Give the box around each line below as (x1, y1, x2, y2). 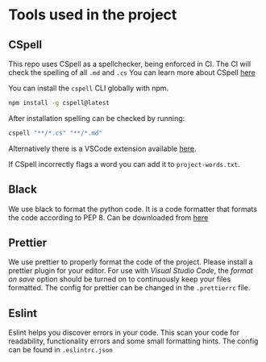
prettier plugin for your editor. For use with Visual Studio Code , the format (8, 266, 254, 276)
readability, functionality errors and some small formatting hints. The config (8, 336, 259, 346)
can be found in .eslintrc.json (8, 345, 113, 355)
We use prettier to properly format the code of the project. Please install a (8, 257, 253, 267)
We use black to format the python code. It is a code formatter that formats (8, 204, 258, 214)
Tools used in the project (8, 6, 177, 24)
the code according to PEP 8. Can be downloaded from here (8, 212, 209, 223)
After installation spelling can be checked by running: (8, 113, 185, 123)
